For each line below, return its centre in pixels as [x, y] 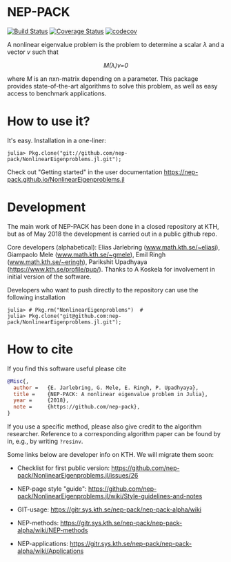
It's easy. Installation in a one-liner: [57, 140]
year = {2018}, [41, 401]
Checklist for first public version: [63, 468]
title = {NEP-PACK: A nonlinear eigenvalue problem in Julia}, [111, 394]
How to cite [40, 349]
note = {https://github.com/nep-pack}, [77, 407]
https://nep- [181, 172]
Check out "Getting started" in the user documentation [85, 172]
